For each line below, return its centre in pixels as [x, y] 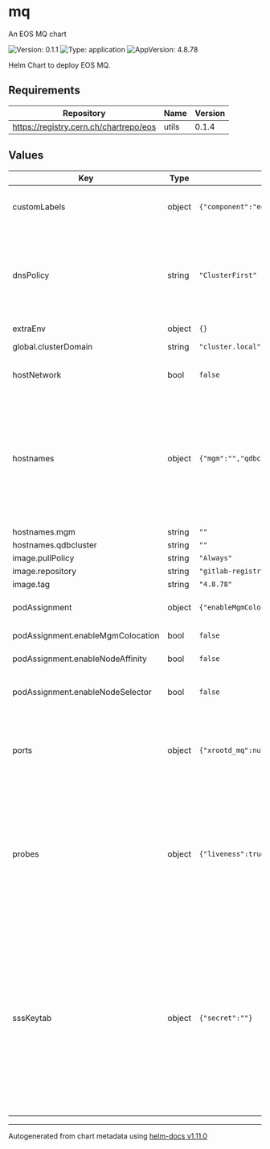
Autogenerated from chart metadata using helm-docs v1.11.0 [108, 1136]
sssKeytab [32, 1018]
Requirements [44, 91]
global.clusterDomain [53, 346]
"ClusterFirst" [228, 275]
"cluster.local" [230, 346]
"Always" [216, 558]
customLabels [39, 206]
